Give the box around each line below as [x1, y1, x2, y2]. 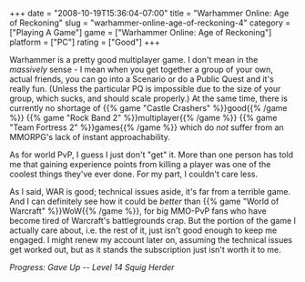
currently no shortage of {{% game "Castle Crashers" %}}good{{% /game [9, 103, 288, 113]
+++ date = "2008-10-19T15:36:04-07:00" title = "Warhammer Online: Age [9, 8, 290, 18]
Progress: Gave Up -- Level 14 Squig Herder [9, 262, 175, 272]
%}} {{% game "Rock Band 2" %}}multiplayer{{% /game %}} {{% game [9, 113, 278, 123]
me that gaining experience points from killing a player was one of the [9, 159, 271, 169]
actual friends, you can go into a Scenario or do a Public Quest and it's [9, 74, 275, 85]
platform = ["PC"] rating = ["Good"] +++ [9, 36, 161, 47]
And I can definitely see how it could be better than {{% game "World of [9, 196, 280, 206]
